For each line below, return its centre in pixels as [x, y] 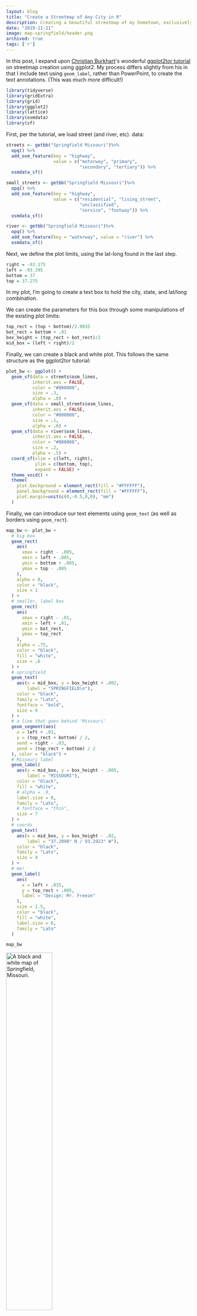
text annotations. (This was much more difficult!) [65, 79]
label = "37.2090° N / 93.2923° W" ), [73, 841]
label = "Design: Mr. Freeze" [58, 896]
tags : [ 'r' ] [21, 45]
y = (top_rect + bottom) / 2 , [54, 737]
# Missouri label [33, 760]
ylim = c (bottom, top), [64, 464]
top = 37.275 [22, 281]
